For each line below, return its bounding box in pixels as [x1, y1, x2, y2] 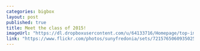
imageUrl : [6, 30, 31, 36]
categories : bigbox [6, 8, 55, 15]
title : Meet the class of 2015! [6, 25, 86, 31]
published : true [6, 19, 46, 25]
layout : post [6, 14, 39, 20]
